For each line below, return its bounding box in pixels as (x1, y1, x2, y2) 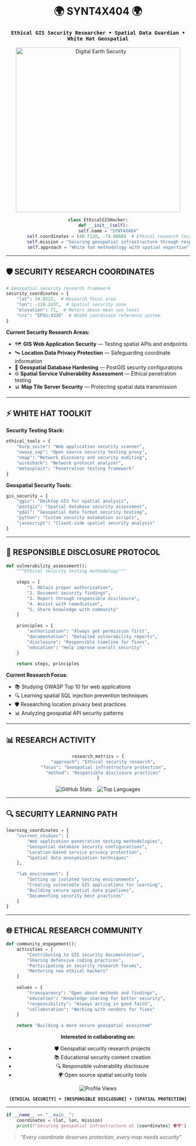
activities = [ (16, 946, 54, 952)
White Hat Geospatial (67, 36, 129, 42)
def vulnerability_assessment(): (6, 563, 87, 569)
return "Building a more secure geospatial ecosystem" (16, 1023, 153, 1029)
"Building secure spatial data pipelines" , (27, 887, 134, 893)
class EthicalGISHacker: (68, 217, 128, 223)
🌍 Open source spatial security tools (58, 1072, 147, 1079)
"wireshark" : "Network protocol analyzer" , (16, 460, 124, 466)
